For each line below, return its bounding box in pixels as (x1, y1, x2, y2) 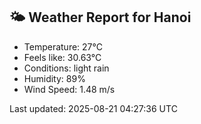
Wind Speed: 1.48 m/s (23, 83, 116, 95)
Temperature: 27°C (23, 40, 103, 53)
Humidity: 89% (23, 72, 86, 84)
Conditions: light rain (23, 62, 110, 74)
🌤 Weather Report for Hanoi (9, 9, 192, 26)
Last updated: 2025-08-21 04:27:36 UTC (9, 102, 178, 114)
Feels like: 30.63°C (23, 51, 102, 63)
